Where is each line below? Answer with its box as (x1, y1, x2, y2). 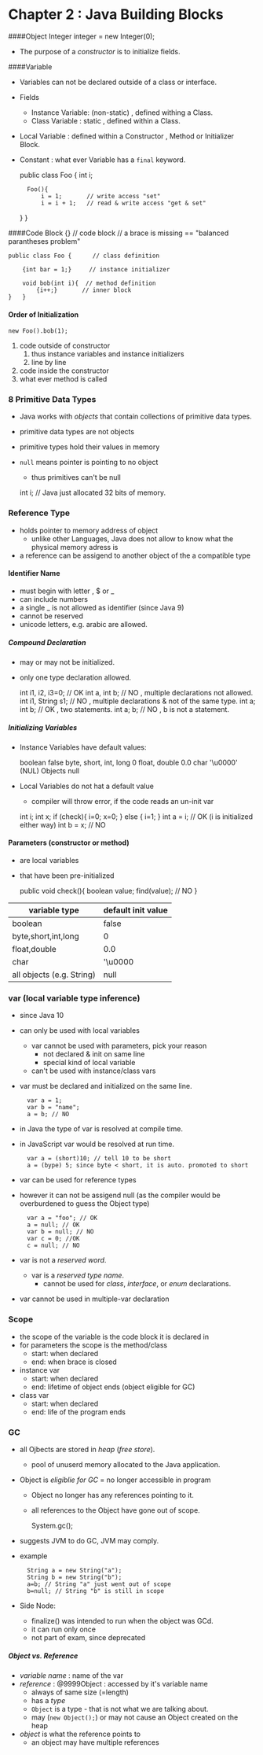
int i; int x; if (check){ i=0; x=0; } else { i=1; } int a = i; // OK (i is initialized (19, 812, 254, 821)
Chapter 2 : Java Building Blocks (8, 6, 224, 24)
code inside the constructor (19, 366, 110, 375)
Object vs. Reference (8, 1650, 79, 1661)
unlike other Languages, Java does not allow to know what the (31, 533, 234, 544)
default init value (103, 905, 168, 916)
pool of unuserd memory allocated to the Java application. (31, 1459, 221, 1469)
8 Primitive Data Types (8, 394, 97, 405)
